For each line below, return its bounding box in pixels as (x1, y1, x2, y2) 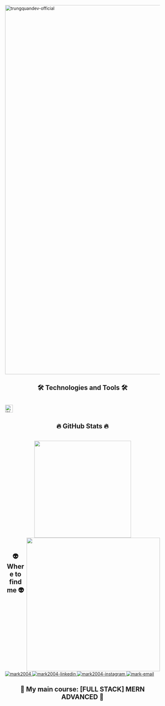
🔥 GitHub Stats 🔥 (56, 422, 109, 430)
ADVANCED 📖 (61, 693, 104, 701)
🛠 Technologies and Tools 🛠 (37, 384, 128, 392)
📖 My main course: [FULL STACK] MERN (20, 685, 145, 694)
